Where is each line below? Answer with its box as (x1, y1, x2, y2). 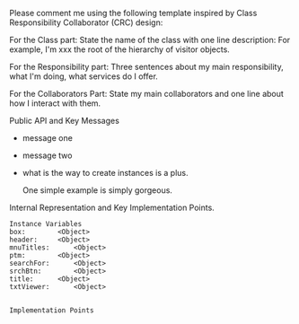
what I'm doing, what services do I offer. (9, 71, 159, 82)
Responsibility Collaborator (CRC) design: (9, 17, 163, 28)
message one (22, 133, 74, 143)
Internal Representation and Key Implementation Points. (9, 202, 215, 213)
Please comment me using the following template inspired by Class (9, 8, 258, 18)
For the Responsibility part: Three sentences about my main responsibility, (9, 62, 285, 72)
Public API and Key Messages (9, 116, 119, 126)
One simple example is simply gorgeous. (22, 185, 173, 196)
